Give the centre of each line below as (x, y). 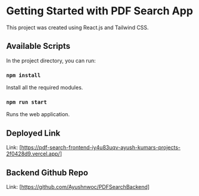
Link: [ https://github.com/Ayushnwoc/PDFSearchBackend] (78, 186)
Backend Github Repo (47, 172)
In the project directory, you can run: (51, 60)
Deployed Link (33, 133)
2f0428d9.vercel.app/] (34, 154)
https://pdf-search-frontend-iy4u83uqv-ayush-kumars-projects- (101, 148)
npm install (24, 75)
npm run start (27, 102)
